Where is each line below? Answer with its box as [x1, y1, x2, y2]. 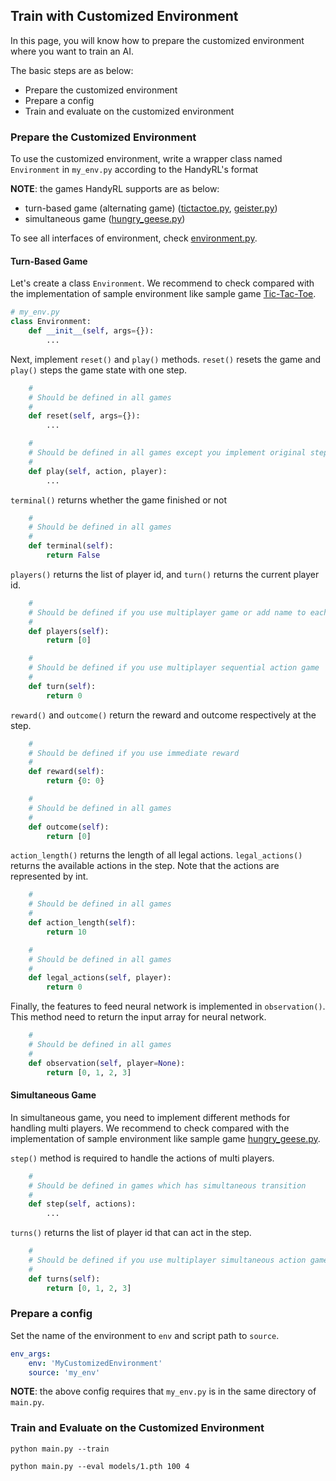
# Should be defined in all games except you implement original [28, 448, 307, 458]
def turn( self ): [28, 681, 97, 691]
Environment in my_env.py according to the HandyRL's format [10, 164, 259, 176]
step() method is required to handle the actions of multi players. [10, 1152, 275, 1164]
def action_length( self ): [28, 918, 137, 928]
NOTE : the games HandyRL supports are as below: [10, 183, 220, 195]
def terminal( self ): [28, 541, 114, 551]
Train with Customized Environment [10, 8, 239, 25]
